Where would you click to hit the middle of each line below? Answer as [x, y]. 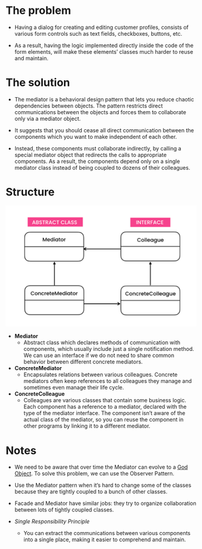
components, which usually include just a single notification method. [109, 349]
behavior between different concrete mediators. [83, 362]
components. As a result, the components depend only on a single [97, 161]
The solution [38, 83]
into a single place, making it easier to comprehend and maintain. [105, 540]
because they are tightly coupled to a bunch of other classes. [91, 492]
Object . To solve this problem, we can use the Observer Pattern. [94, 474]
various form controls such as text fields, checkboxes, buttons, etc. [98, 33]
